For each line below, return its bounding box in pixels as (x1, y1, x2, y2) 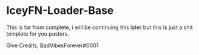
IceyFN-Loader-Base (6, 4, 114, 18)
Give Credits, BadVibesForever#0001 (6, 42, 99, 49)
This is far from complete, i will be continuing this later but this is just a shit (6, 24, 193, 31)
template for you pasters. (6, 30, 70, 37)
